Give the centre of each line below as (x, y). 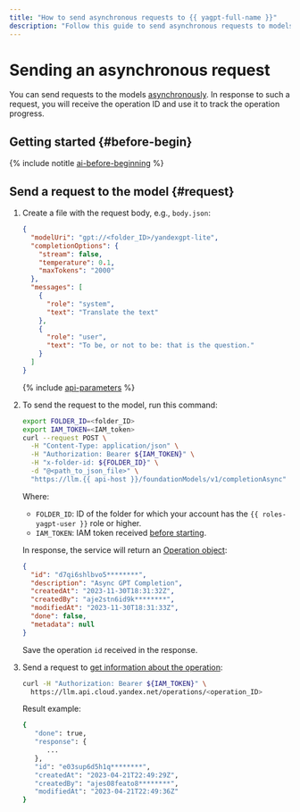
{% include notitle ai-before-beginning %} (87, 163)
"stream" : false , (71, 254)
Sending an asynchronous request (140, 70)
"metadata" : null (63, 624)
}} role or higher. (111, 523)
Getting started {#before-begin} (101, 142)
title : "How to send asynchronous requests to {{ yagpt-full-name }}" (143, 17)
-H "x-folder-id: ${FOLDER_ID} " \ (95, 463)
